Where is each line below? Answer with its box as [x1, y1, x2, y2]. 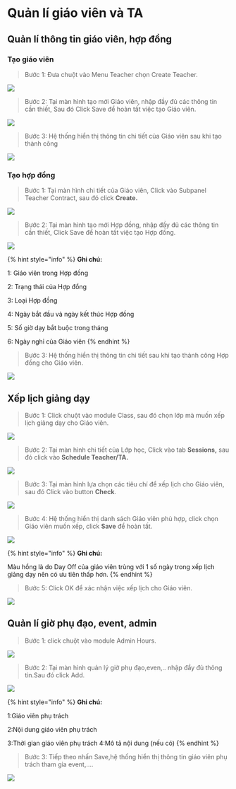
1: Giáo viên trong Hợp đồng [7, 269, 89, 277]
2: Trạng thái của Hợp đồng [7, 283, 87, 291]
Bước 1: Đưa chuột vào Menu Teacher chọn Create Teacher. [24, 70, 199, 78]
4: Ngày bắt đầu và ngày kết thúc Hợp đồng [7, 310, 135, 319]
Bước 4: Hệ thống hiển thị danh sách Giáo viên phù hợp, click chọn [24, 514, 218, 522]
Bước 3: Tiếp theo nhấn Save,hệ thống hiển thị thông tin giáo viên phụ [24, 752, 228, 761]
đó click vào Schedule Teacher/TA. [24, 452, 129, 461]
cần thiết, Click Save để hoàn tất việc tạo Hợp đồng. [24, 228, 176, 237]
